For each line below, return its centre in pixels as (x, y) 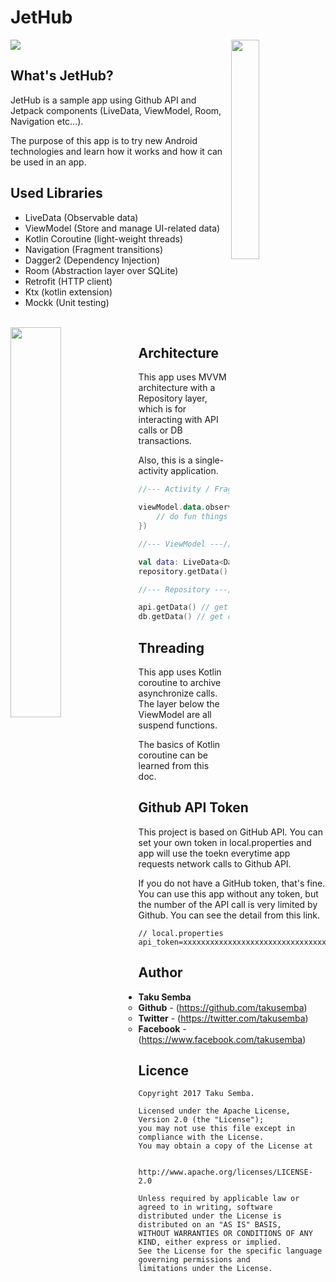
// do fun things (192, 517)
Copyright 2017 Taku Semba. (196, 1094)
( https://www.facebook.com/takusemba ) (222, 1039)
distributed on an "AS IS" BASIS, (210, 1225)
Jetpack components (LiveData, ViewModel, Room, (116, 110)
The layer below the (179, 703)
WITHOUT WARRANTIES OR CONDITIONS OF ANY (225, 1234)
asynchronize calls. (178, 693)
